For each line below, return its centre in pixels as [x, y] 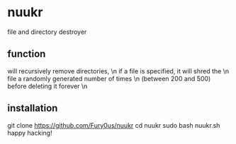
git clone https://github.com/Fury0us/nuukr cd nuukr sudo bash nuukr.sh [114, 125]
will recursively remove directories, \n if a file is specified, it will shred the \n [118, 71]
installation [33, 108]
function [27, 54]
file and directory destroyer [47, 32]
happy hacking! [30, 133]
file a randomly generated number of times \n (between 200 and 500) [109, 78]
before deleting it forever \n [47, 86]
